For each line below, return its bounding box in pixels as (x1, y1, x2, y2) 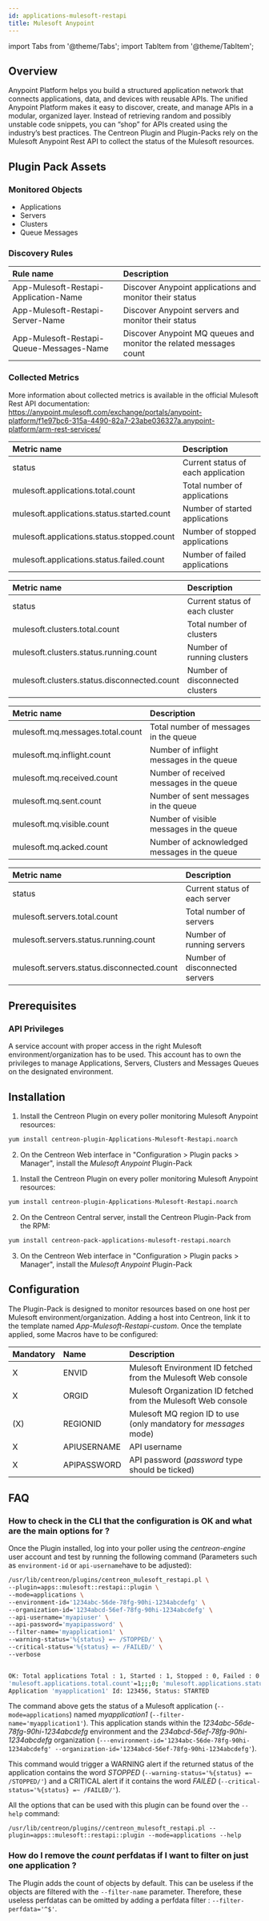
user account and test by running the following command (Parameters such (8, 1552, 258, 1562)
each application (183, 466, 246, 477)
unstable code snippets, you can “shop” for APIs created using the (8, 119, 228, 129)
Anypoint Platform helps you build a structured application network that (8, 86, 244, 95)
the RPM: (19, 1221, 50, 1230)
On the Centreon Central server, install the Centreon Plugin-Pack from (19, 1212, 251, 1222)
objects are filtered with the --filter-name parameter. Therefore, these (8, 1887, 243, 1896)
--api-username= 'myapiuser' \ (8, 1613, 110, 1621)
